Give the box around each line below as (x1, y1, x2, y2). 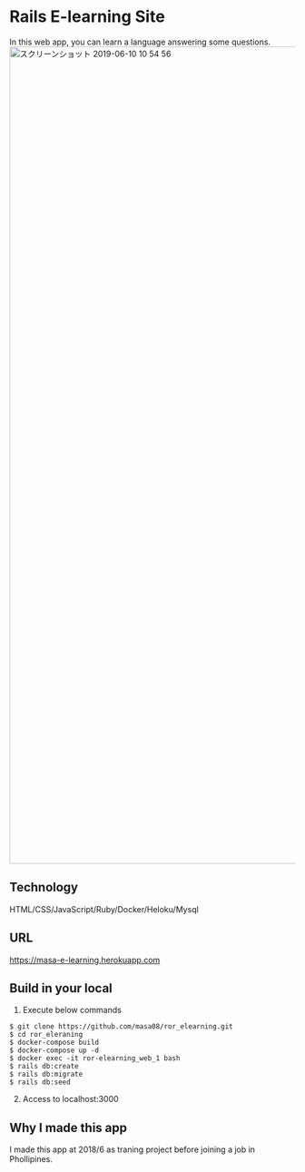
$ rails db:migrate (9, 1069, 84, 1079)
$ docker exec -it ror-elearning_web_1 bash (9, 1054, 181, 1063)
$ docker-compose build (9, 1038, 100, 1048)
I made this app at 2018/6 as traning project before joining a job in (9, 1144, 256, 1155)
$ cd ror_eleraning (9, 1030, 84, 1039)
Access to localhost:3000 (22, 1094, 120, 1105)
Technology (9, 880, 79, 895)
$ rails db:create (9, 1062, 79, 1071)
